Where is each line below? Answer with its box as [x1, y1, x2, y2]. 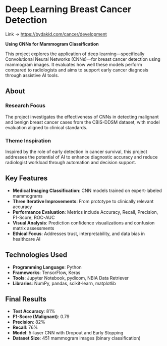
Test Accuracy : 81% [12, 308, 55, 315]
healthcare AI [12, 236, 41, 242]
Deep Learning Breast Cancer [5, 4, 132, 15]
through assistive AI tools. [5, 72, 59, 78]
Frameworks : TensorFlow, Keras [12, 270, 81, 276]
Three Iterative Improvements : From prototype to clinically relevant [12, 198, 154, 204]
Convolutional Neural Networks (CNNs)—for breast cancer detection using [5, 56, 160, 62]
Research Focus [5, 102, 45, 109]
